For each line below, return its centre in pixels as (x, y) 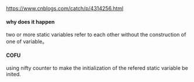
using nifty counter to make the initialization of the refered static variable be (97, 68)
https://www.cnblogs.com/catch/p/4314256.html (65, 8)
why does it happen (30, 22)
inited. (14, 74)
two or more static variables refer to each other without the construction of (96, 35)
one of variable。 (27, 42)
